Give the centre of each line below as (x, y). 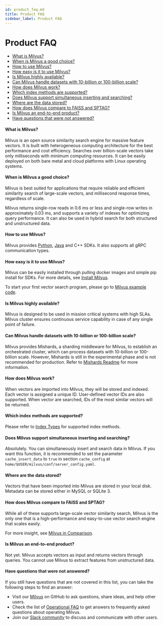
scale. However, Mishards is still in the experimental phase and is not (87, 357)
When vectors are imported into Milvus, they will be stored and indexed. (77, 389)
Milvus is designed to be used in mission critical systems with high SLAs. (78, 314)
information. (17, 367)
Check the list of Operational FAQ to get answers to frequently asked (81, 607)
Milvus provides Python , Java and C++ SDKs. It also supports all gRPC (76, 245)
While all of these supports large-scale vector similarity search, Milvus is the (81, 513)
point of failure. (20, 325)
